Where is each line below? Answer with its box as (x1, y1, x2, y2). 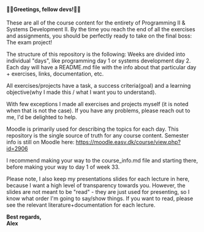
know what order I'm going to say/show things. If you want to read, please (6, 195, 194, 203)
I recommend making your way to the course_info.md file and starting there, (6, 157, 198, 164)
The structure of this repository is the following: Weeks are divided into (6, 50, 186, 58)
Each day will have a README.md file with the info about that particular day (6, 64, 197, 71)
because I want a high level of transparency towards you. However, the (6, 182, 186, 189)
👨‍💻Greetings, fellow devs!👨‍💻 (6, 6, 81, 13)
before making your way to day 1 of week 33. (6, 163, 120, 171)
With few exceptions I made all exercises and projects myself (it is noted (6, 101, 189, 108)
